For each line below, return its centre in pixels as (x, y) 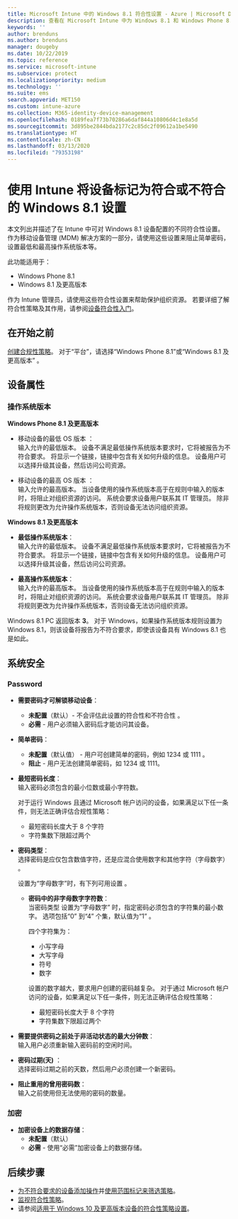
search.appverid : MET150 (44, 100)
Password (25, 684)
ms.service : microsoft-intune (52, 67)
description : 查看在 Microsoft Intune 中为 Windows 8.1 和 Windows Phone (115, 21)
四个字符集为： (50, 931)
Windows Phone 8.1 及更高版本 (53, 424)
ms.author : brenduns (38, 41)
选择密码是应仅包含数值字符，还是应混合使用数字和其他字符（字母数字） (123, 859)
